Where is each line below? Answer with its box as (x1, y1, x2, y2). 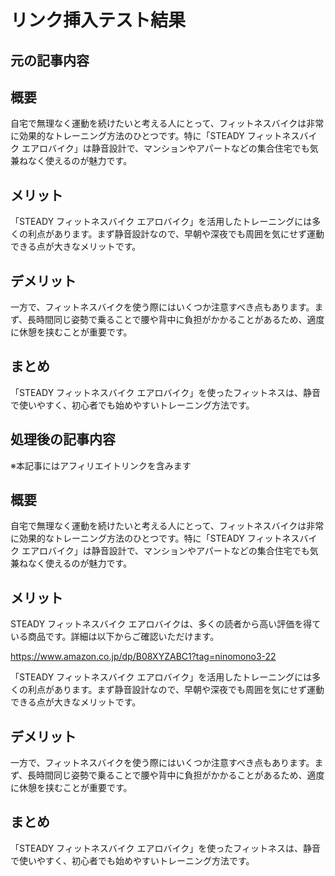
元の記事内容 (10, 52, 90, 69)
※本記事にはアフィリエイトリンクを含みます (10, 459, 192, 471)
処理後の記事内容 (10, 431, 116, 448)
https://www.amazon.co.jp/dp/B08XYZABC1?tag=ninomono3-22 (10, 651, 277, 663)
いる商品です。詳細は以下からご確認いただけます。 (10, 631, 220, 643)
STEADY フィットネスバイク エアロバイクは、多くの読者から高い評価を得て (10, 618, 322, 630)
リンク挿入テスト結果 (10, 9, 187, 32)
